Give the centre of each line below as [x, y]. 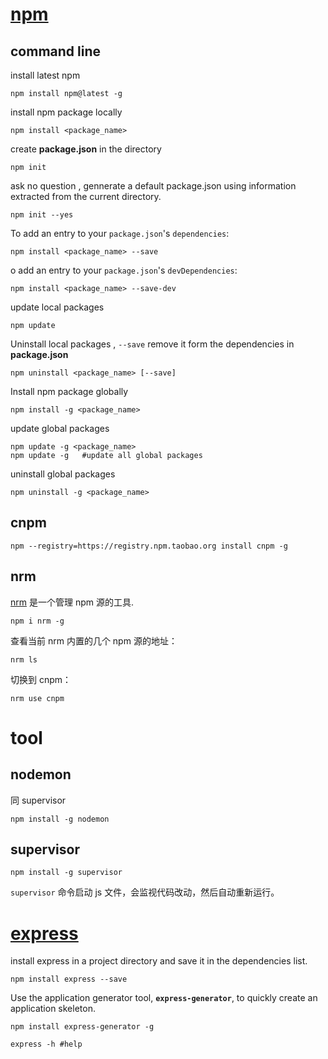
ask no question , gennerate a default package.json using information [153, 186]
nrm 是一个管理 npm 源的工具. [72, 602]
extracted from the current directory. [86, 196]
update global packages [60, 428]
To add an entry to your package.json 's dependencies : [120, 233]
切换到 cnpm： [41, 679]
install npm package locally [66, 112]
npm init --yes [42, 215]
